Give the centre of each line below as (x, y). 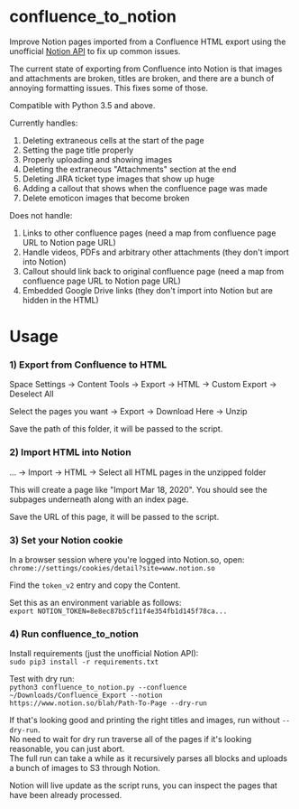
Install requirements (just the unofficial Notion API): (104, 654)
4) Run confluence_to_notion (74, 634)
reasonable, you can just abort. (67, 749)
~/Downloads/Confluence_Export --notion (86, 696)
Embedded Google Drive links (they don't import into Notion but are (147, 290)
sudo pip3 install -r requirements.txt (84, 662)
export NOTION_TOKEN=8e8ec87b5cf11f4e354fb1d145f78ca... (118, 611)
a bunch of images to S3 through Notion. (85, 768)
